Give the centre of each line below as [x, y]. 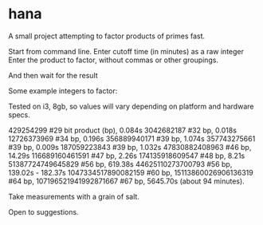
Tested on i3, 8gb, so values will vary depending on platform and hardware [131, 106]
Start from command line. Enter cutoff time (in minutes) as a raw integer [126, 51]
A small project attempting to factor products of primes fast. [107, 36]
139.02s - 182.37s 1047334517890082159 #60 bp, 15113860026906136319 [131, 172]
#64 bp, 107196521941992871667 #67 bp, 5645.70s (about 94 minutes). [126, 181]
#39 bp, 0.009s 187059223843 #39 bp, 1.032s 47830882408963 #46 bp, [130, 147]
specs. [19, 114]
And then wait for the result [53, 75]
